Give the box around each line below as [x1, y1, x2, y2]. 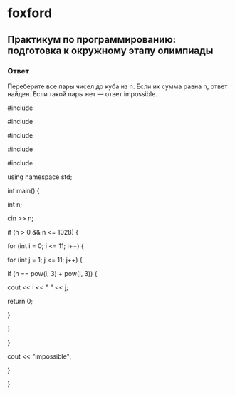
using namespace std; [7, 173, 73, 181]
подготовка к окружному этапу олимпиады [7, 44, 214, 56]
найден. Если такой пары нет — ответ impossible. [7, 89, 158, 98]
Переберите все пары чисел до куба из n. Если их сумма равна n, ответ [7, 82, 228, 91]
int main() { [7, 186, 41, 195]
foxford [7, 5, 52, 21]
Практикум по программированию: [7, 34, 177, 46]
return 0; [7, 297, 33, 305]
